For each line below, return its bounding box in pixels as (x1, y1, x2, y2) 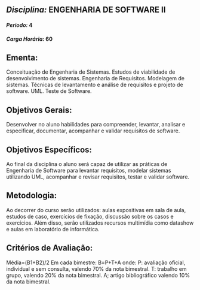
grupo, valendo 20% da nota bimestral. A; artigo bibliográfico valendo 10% (6, 271, 190, 279)
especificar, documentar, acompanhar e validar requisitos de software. (6, 127, 180, 134)
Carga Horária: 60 (6, 35, 53, 43)
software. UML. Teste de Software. (6, 87, 92, 95)
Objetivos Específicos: (6, 144, 93, 155)
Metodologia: (6, 191, 57, 201)
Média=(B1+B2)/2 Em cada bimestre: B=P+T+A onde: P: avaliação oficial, (6, 259, 186, 266)
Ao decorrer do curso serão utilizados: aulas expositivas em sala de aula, (6, 206, 186, 213)
